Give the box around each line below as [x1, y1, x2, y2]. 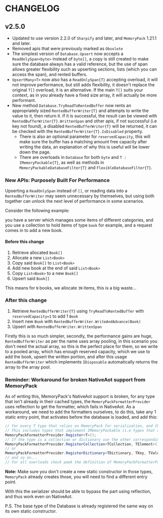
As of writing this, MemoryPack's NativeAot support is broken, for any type [5, 393, 155, 400]
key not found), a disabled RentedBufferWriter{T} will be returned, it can [12, 123, 157, 129]
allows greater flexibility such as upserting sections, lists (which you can [12, 66, 157, 72]
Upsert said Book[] [12, 275, 50, 281]
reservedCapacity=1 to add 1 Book [12, 313, 79, 319]
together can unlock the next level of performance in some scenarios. [5, 198, 145, 204]
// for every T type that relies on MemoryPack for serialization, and [5, 423, 153, 429]
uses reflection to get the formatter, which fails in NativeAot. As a [5, 404, 135, 410]
